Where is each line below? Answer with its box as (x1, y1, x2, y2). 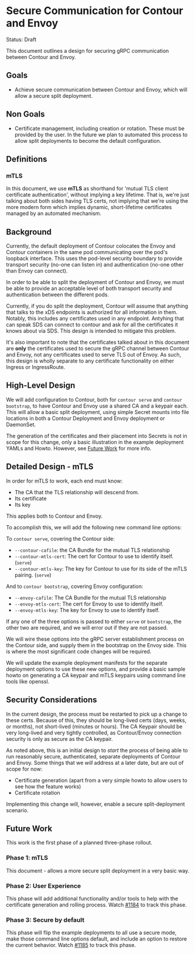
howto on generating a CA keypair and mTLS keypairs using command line (6, 672, 186, 679)
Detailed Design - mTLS (6, 461, 94, 472)
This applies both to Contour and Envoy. (6, 512, 103, 519)
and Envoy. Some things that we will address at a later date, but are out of (6, 759, 184, 766)
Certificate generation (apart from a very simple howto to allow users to (14, 777, 187, 784)
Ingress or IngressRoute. (6, 364, 66, 371)
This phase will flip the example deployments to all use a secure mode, (6, 929, 177, 936)
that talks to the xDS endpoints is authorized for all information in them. (6, 309, 177, 316)
